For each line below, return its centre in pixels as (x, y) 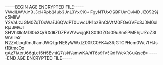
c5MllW (13, 17)
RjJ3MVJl (15, 27)
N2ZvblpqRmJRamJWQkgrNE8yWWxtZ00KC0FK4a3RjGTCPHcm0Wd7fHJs (81, 43)
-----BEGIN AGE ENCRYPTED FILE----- (45, 7)
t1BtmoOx (15, 48)
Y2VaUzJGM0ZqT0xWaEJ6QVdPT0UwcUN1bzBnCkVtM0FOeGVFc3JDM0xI (81, 22)
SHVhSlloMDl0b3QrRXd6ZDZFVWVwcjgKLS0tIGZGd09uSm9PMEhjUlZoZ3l (81, 32)
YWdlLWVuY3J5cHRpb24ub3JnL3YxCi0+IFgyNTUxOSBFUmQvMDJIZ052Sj (81, 12)
